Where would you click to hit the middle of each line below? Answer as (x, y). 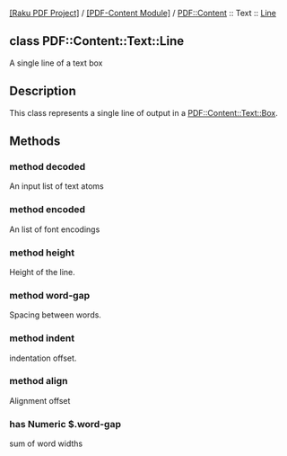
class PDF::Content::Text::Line (97, 41)
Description (43, 91)
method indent (42, 338)
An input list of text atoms (57, 186)
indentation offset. (43, 358)
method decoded (48, 166)
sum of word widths (46, 443)
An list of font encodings (55, 229)
